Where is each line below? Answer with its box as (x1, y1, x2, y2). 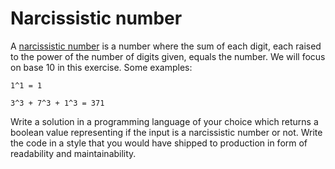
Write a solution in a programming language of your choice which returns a (10, 115, 319, 127)
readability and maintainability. (10, 147, 137, 159)
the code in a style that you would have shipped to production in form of (10, 137, 308, 149)
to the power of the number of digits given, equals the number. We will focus (10, 50, 326, 62)
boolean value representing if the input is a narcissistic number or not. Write (10, 126, 323, 138)
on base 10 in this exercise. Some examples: (10, 61, 193, 73)
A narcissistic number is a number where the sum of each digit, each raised (10, 40, 322, 52)
